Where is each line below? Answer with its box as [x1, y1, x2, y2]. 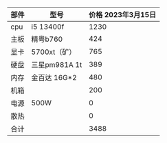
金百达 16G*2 [31, 73, 77, 82]
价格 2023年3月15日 [88, 10, 157, 19]
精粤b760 [31, 34, 63, 44]
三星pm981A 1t [31, 60, 82, 69]
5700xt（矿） [31, 47, 76, 57]
